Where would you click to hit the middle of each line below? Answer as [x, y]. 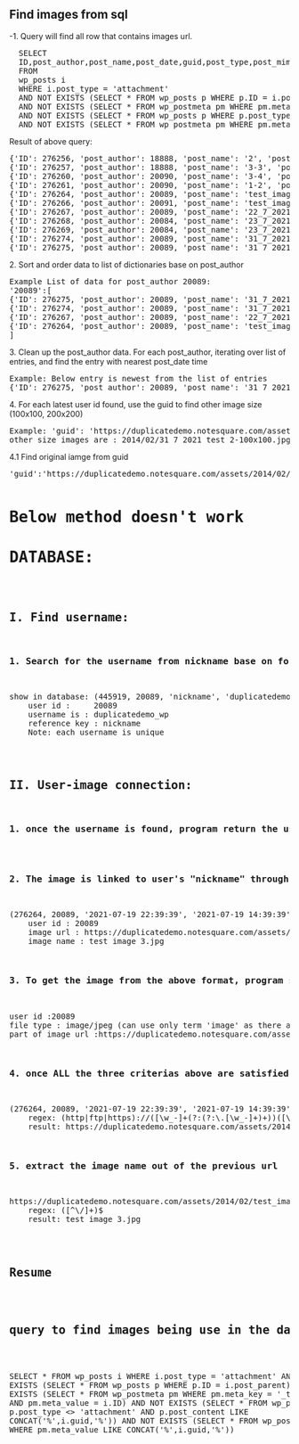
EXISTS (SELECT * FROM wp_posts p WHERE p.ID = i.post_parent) [150, 1385]
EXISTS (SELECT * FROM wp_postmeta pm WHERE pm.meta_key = [141, 1394]
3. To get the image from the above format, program [146, 981]
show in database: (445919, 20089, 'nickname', [115, 697]
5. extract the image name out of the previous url [144, 1165]
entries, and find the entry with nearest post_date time [109, 361]
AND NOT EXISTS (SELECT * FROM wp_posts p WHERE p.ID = [143, 98]
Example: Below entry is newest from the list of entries [138, 378]
